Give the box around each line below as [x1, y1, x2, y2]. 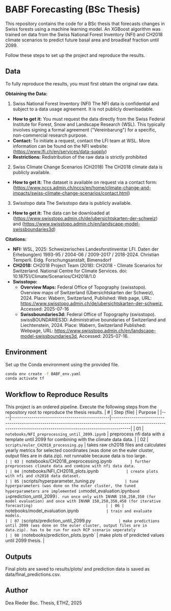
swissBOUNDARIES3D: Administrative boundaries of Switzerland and [20, 316, 166, 323]
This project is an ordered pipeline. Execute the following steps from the [5, 404, 157, 410]
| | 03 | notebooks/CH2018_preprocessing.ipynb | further [5, 458, 151, 464]
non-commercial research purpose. [12, 132, 88, 138]
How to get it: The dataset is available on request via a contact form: [12, 179, 157, 185]
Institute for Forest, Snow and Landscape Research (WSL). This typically [12, 121, 165, 127]
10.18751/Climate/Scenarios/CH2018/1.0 [12, 273, 96, 279]
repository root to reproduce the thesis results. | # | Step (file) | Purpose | [5, 409, 159, 416]
